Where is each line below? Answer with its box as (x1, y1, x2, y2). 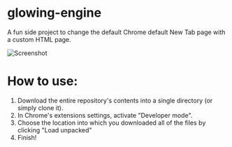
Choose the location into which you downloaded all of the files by (17, 118, 206, 127)
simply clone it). (17, 103, 64, 112)
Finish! (17, 133, 37, 141)
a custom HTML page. (7, 35, 71, 43)
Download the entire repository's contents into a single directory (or (17, 96, 213, 105)
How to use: (7, 73, 78, 89)
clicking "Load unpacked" (17, 125, 92, 134)
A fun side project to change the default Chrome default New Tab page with (7, 28, 226, 36)
